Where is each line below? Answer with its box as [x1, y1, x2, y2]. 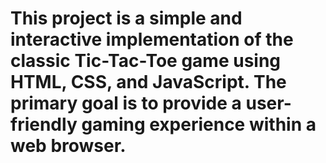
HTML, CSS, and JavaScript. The [10, 71, 287, 94]
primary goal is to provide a [10, 92, 242, 115]
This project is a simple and [10, 7, 243, 30]
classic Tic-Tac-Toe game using [10, 50, 282, 72]
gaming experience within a [81, 113, 317, 136]
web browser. [10, 135, 127, 157]
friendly [10, 113, 78, 136]
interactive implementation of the [10, 28, 294, 51]
